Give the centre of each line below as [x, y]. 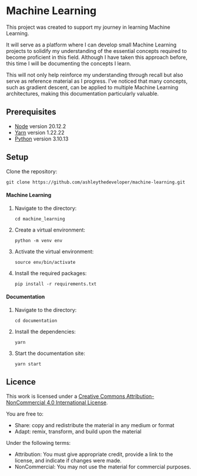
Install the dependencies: [45, 331]
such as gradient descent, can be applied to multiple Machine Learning [92, 87]
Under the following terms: [39, 443]
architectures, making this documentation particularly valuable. [82, 93]
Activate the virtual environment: [54, 252]
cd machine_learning [40, 219]
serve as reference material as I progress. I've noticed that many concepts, [97, 81]
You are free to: [25, 414]
